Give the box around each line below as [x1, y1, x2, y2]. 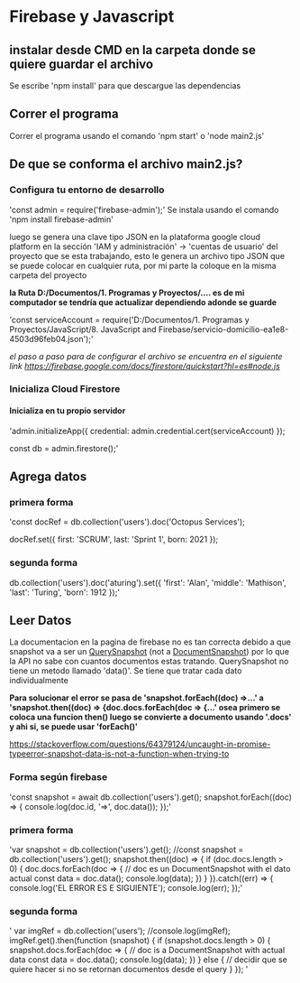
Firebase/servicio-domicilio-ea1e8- [158, 323, 289, 335]
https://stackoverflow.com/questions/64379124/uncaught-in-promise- [9, 738, 271, 750]
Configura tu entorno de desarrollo [9, 183, 165, 196]
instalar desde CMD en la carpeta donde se [9, 42, 257, 58]
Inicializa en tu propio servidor [9, 405, 126, 416]
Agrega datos [9, 469, 87, 485]
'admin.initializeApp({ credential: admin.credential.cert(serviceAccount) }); [9, 425, 286, 436]
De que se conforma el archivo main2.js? [9, 156, 243, 172]
